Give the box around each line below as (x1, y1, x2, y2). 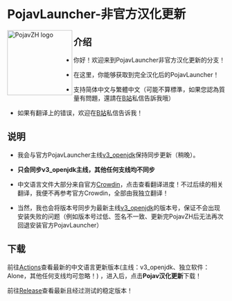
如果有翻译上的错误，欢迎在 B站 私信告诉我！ (17, 109, 143, 117)
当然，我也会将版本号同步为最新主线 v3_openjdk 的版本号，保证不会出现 (17, 203, 220, 212)
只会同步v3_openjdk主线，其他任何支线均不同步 (17, 165, 156, 173)
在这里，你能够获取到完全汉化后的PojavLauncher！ (73, 71, 220, 78)
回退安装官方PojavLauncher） (17, 221, 103, 229)
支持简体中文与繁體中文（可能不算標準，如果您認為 (73, 85, 220, 94)
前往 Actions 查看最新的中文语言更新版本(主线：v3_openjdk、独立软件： (7, 263, 210, 271)
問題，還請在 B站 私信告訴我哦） (85, 94, 175, 102)
